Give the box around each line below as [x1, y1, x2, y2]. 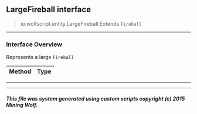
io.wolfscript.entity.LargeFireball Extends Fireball [20, 20, 142, 27]
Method [9, 67, 32, 75]
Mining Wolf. [6, 101, 38, 108]
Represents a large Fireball [6, 54, 74, 61]
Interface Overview [6, 40, 63, 49]
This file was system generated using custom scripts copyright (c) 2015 [6, 95, 185, 102]
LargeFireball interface [6, 5, 91, 15]
